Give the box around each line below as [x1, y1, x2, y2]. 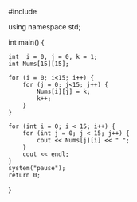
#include [8, 7, 37, 16]
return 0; [8, 171, 41, 179]
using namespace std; [8, 22, 81, 31]
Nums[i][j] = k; [37, 87, 91, 95]
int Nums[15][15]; [8, 60, 69, 68]
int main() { [8, 37, 45, 47]
